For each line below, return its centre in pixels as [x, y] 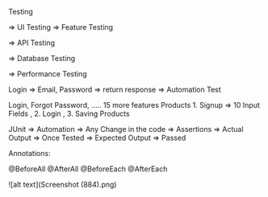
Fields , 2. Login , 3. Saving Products [69, 113]
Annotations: [29, 153]
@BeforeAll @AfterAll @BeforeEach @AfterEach [88, 169]
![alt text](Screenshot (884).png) [63, 185]
